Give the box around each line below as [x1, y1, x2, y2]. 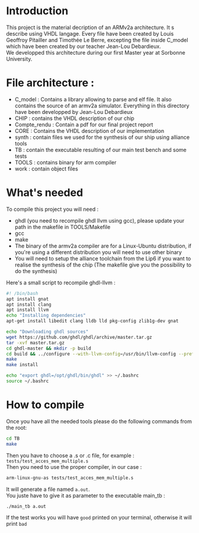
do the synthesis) [14, 267, 57, 274]
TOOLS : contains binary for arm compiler [14, 158, 117, 166]
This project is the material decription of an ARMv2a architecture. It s [6, 24, 175, 31]
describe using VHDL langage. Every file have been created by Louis [6, 30, 174, 37]
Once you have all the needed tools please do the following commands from [6, 417, 192, 425]
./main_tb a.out [6, 503, 46, 509]
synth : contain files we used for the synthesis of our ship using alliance [14, 134, 190, 141]
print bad [6, 521, 27, 528]
